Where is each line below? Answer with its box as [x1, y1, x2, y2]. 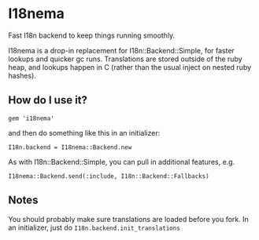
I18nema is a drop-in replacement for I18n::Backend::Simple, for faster [8, 45, 235, 55]
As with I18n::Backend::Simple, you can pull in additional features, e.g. [8, 157, 235, 166]
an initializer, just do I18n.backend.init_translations [8, 223, 181, 232]
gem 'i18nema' [8, 115, 55, 122]
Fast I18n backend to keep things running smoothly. [8, 31, 176, 40]
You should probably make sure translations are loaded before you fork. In [8, 214, 250, 224]
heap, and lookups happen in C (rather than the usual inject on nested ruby [8, 62, 252, 71]
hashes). [8, 71, 37, 80]
